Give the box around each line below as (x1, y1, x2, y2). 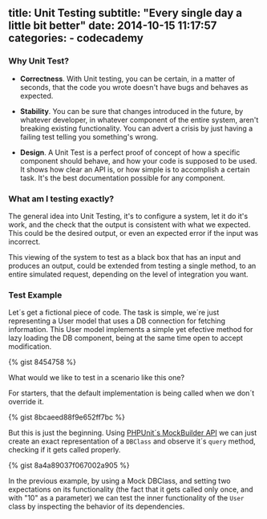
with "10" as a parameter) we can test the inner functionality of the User (8, 493, 245, 503)
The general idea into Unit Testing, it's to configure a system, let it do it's (8, 211, 249, 221)
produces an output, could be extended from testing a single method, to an (8, 261, 257, 270)
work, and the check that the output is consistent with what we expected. (8, 220, 251, 229)
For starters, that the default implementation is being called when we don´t (8, 388, 255, 398)
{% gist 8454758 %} (8, 357, 76, 367)
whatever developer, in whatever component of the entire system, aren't (19, 115, 259, 124)
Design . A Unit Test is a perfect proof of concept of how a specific (19, 148, 241, 157)
